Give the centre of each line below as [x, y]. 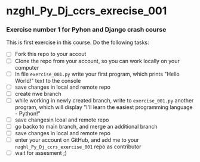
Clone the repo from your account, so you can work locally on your [97, 61]
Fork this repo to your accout [50, 54]
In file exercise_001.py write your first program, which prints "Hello [97, 74]
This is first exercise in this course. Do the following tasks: [78, 42]
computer [27, 67]
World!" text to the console [48, 80]
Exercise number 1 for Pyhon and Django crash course [86, 30]
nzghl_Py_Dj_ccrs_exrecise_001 [87, 11]
